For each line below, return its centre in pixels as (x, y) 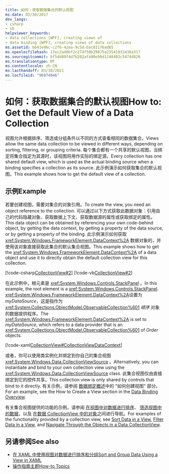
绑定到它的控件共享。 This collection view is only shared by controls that (80, 379)
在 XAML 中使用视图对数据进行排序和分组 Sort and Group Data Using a (85, 455)
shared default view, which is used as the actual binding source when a (79, 162)
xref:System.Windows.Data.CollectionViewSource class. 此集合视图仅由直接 (84, 373)
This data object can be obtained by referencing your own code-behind (79, 222)
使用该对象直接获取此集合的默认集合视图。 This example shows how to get (82, 247)
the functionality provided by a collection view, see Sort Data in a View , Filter (84, 419)
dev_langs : (17, 19)
